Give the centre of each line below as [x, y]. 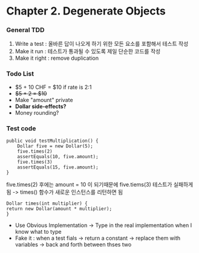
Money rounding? [37, 112]
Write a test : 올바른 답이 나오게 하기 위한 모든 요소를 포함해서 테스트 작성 [102, 44]
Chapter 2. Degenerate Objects [86, 11]
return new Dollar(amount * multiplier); [59, 209]
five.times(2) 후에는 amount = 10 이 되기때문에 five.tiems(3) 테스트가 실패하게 [100, 185]
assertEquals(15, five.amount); [58, 167]
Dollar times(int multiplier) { [47, 203]
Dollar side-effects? [41, 106]
